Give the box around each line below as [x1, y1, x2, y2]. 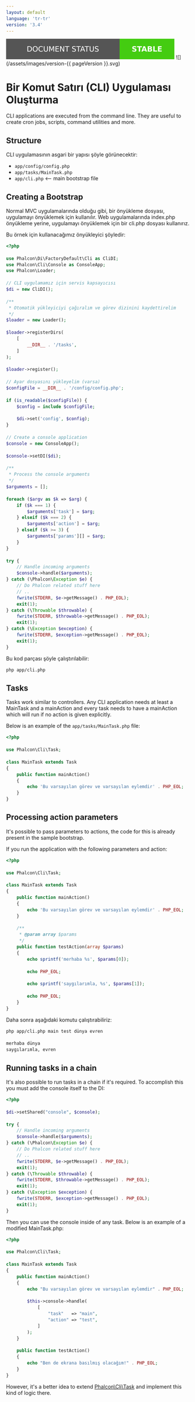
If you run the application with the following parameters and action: [6, 846, 168, 853]
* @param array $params [19, 932, 77, 937]
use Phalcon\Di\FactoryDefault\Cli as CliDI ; [6, 255, 119, 262]
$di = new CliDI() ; [6, 287, 54, 293]
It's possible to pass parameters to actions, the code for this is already [6, 828, 175, 835]
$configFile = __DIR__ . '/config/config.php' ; [6, 385, 124, 391]
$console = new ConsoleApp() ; [6, 441, 80, 446]
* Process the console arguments [8, 472, 90, 477]
